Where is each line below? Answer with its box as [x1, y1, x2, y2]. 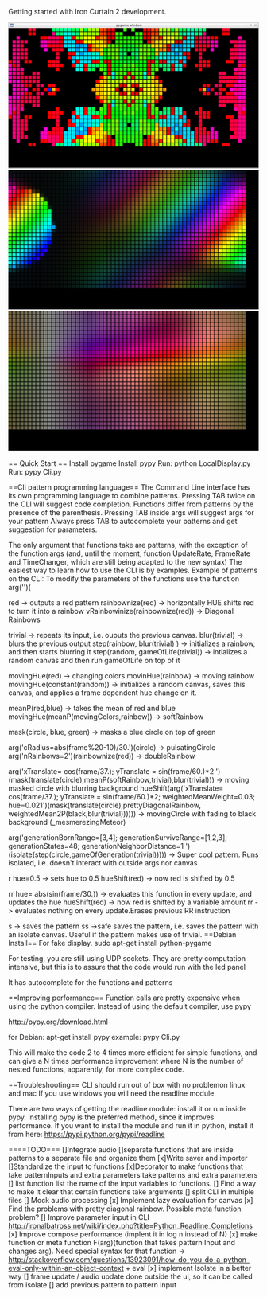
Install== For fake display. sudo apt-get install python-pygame [8, 938, 212, 947]
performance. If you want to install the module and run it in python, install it [8, 1120, 254, 1130]
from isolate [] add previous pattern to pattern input [8, 1279, 177, 1289]
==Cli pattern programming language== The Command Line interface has [8, 482, 250, 492]
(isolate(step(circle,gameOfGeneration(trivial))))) [8, 850, 167, 859]
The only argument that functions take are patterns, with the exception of [8, 540, 248, 549]
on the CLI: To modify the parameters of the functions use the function [8, 573, 240, 584]
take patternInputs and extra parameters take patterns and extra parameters [8, 1170, 258, 1179]
